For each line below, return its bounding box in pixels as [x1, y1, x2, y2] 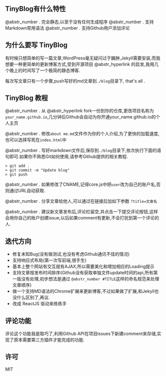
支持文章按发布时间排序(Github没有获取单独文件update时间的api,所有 [12, 269, 154, 276]
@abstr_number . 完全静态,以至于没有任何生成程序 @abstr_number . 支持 [5, 19, 154, 25]
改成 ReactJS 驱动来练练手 [12, 301, 67, 307]
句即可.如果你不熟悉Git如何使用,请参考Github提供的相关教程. [5, 154, 128, 160]
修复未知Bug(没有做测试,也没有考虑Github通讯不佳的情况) [12, 251, 130, 257]
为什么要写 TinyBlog [5, 41, 68, 50]
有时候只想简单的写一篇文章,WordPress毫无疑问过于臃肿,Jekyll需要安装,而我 [5, 55, 161, 61]
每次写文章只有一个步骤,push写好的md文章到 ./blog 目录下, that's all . [5, 78, 145, 84]
